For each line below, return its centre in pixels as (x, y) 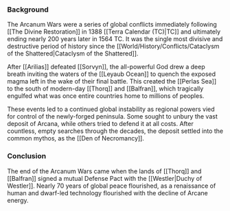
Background (28, 10)
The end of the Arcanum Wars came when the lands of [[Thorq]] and (104, 171)
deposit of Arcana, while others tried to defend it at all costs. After (100, 124)
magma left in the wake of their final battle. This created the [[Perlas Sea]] (112, 82)
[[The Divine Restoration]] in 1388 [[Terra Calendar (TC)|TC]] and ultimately (114, 32)
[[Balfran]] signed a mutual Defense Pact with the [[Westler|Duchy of (105, 178)
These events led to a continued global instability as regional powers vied (111, 109)
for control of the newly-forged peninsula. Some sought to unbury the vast (112, 116)
